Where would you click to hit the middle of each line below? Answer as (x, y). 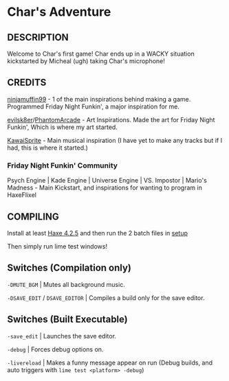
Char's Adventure (59, 12)
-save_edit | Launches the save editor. (62, 336)
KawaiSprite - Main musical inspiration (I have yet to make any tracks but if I (115, 140)
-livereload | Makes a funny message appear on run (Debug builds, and (110, 362)
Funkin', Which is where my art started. (63, 127)
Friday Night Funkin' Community (63, 165)
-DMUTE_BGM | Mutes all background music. (66, 284)
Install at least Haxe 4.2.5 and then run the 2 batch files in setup (97, 233)
